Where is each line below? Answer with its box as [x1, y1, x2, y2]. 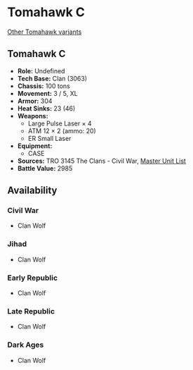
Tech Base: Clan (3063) [17, 74, 88, 82]
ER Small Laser [27, 134, 72, 142]
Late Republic [7, 306, 55, 316]
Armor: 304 [17, 97, 53, 105]
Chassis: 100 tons [17, 82, 70, 90]
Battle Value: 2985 [17, 164, 73, 173]
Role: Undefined [17, 66, 65, 75]
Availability [7, 185, 58, 197]
